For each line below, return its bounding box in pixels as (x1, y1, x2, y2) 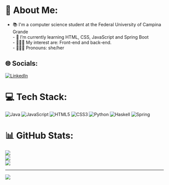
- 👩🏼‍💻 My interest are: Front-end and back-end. (12, 39, 112, 45)
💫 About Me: (5, 5, 58, 16)
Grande (12, 29, 29, 35)
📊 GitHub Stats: (5, 130, 74, 141)
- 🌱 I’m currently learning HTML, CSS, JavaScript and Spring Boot (12, 34, 149, 40)
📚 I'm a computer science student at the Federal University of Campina (12, 21, 161, 27)
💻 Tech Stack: (5, 91, 67, 103)
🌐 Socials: (5, 59, 38, 68)
